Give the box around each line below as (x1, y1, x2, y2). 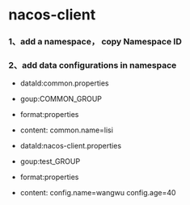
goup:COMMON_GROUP (19, 94, 103, 104)
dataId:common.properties (19, 78, 109, 88)
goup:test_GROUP (19, 157, 81, 166)
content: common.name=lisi (19, 125, 113, 135)
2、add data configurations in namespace (8, 60, 177, 71)
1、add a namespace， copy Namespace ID (8, 36, 182, 48)
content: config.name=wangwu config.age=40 (19, 188, 176, 198)
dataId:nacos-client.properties (19, 141, 122, 151)
